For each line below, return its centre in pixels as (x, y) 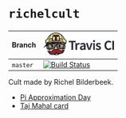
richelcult (44, 14)
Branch (24, 45)
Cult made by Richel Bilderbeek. (61, 82)
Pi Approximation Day (55, 97)
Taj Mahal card (44, 106)
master (22, 65)
